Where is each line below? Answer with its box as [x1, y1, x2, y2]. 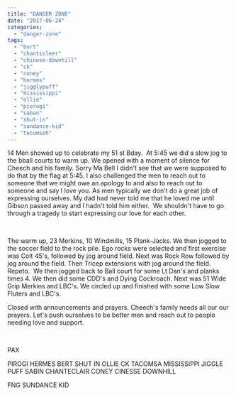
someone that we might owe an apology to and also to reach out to [7, 179, 203, 188]
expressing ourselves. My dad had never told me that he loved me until [7, 194, 215, 202]
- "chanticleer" [13, 50, 62, 58]
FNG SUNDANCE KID [7, 381, 69, 389]
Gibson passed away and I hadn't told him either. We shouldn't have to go [7, 202, 225, 210]
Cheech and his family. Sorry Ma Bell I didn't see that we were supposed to [7, 164, 227, 173]
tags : [7, 37, 23, 44]
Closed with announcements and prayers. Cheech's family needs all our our [7, 303, 229, 312]
